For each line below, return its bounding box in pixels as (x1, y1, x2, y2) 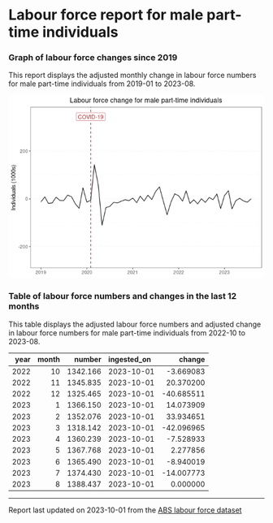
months (8, 300, 40, 312)
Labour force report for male (8, 6, 204, 24)
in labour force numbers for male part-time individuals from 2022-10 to (8, 327, 246, 338)
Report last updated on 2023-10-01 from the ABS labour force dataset (8, 505, 242, 515)
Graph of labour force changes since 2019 (8, 52, 178, 63)
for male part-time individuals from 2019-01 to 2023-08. (8, 79, 196, 89)
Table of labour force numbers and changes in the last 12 (8, 291, 237, 302)
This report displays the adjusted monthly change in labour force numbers (8, 71, 257, 80)
